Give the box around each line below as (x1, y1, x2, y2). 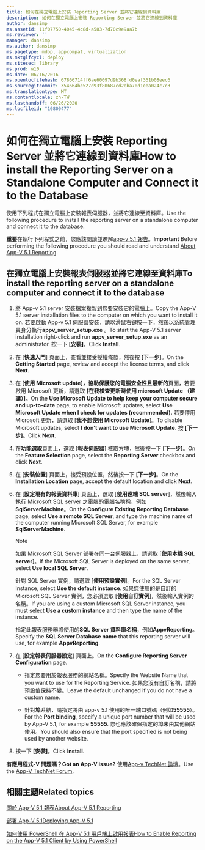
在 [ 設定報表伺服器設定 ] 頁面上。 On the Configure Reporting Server (15, 652, 187, 659)
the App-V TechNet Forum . (6, 767, 74, 775)
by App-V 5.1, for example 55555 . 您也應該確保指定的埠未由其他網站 (24, 720, 196, 728)
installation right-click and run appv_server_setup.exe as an (15, 333, 168, 341)
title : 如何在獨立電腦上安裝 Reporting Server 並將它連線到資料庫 (6, 9, 161, 15)
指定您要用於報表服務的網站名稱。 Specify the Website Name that (24, 671, 188, 679)
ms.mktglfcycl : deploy (6, 54, 64, 61)
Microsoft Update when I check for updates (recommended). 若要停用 (15, 409, 196, 416)
